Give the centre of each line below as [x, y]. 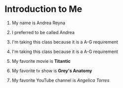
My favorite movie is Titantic [41, 61]
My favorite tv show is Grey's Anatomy [52, 71]
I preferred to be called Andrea [43, 32]
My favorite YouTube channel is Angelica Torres [61, 80]
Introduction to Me [43, 9]
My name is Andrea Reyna [38, 23]
